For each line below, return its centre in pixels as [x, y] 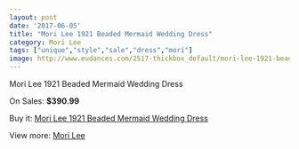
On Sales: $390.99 [44, 101]
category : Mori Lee [45, 42]
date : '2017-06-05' [45, 26]
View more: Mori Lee [48, 135]
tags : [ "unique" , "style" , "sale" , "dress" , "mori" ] [101, 51]
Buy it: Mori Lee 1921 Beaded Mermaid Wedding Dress [109, 118]
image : [21, 59]
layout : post [33, 17]
